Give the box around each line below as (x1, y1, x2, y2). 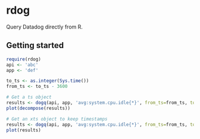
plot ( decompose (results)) (6, 105, 70, 111)
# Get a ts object (6, 94, 52, 100)
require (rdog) (6, 56, 42, 62)
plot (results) (6, 127, 42, 133)
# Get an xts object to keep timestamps (6, 116, 108, 122)
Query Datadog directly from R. (6, 23, 83, 30)
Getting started (6, 40, 64, 50)
